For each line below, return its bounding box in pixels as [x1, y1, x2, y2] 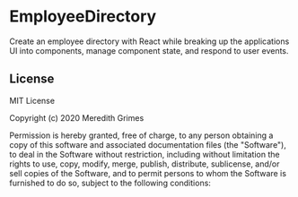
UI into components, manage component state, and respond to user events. [9, 45, 289, 56]
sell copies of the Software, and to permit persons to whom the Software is [9, 167, 287, 178]
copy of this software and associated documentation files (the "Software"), [9, 139, 287, 150]
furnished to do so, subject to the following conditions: [9, 177, 211, 188]
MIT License [9, 95, 56, 106]
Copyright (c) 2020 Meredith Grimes [9, 112, 145, 123]
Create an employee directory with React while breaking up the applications [9, 36, 290, 47]
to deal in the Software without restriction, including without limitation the [9, 149, 280, 159]
